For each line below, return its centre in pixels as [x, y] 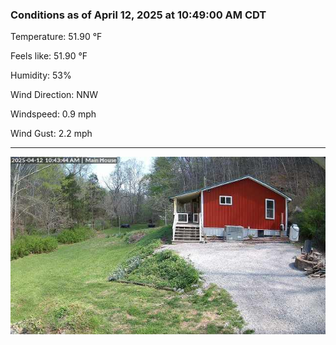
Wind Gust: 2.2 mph [51, 134]
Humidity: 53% [41, 75]
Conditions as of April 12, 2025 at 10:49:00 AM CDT [138, 15]
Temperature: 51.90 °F [56, 37]
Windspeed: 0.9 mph [53, 114]
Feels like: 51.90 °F [49, 56]
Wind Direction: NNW [54, 95]
